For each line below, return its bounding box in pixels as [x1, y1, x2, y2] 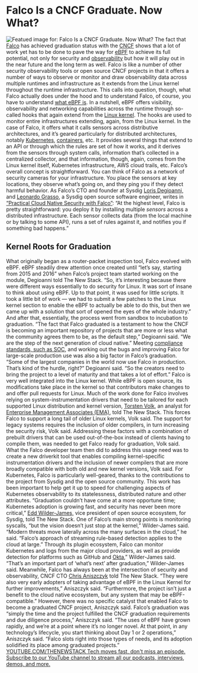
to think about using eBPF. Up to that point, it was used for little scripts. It [6, 289, 184, 296]
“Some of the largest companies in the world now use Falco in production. [6, 358, 187, 365]
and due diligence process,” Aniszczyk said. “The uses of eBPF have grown [6, 616, 191, 623]
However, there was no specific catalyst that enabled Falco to [38, 597, 189, 604]
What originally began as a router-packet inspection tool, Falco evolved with [6, 257, 191, 264]
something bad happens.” [6, 225, 69, 232]
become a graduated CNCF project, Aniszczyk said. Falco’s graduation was [6, 604, 190, 611]
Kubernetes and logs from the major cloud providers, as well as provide [6, 547, 180, 554]
